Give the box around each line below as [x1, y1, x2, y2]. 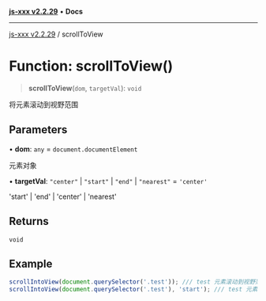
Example [9, 257, 53, 270]
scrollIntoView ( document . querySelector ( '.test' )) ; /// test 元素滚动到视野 [9, 278, 256, 286]
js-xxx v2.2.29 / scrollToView [9, 29, 103, 39]
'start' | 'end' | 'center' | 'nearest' [9, 192, 117, 201]
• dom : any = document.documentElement [9, 144, 138, 154]
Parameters [9, 123, 68, 137]
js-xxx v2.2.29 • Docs [9, 7, 84, 16]
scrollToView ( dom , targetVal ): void [28, 83, 142, 93]
